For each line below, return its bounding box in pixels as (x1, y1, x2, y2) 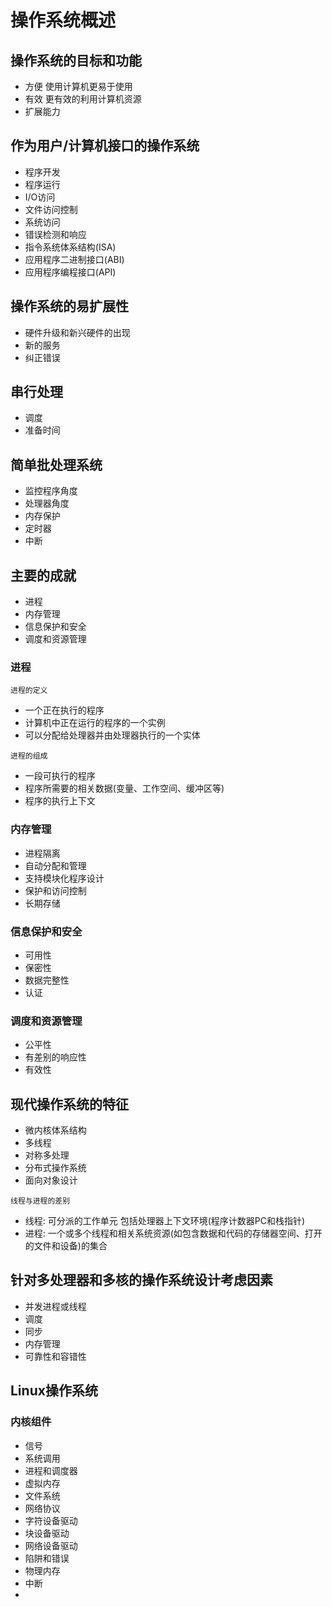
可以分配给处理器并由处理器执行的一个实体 (24, 729, 201, 741)
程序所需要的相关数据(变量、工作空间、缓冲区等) (24, 782, 225, 795)
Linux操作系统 (10, 1382, 98, 1400)
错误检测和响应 (24, 228, 87, 240)
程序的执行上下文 (24, 795, 96, 807)
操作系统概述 (10, 9, 117, 32)
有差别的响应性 (24, 1051, 87, 1063)
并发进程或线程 (24, 1300, 87, 1312)
